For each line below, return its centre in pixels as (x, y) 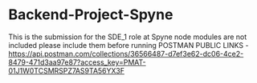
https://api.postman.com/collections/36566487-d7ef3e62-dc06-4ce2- (126, 53)
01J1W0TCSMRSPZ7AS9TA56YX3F (66, 70)
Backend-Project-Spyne (91, 15)
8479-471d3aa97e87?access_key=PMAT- (77, 62)
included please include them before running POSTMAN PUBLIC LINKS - (128, 45)
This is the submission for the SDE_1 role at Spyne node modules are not (128, 37)
